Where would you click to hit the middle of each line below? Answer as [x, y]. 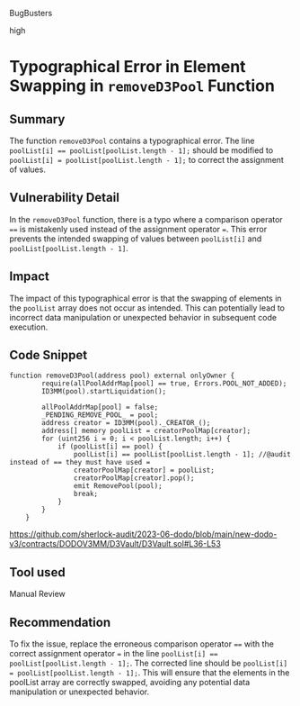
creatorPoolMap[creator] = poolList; [144, 471]
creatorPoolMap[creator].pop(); [134, 478]
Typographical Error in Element [128, 67]
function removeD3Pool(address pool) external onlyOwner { [122, 376]
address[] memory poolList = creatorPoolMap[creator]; [146, 431]
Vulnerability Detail [64, 198]
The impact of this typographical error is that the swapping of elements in [146, 298]
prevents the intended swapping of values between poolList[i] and [136, 239]
